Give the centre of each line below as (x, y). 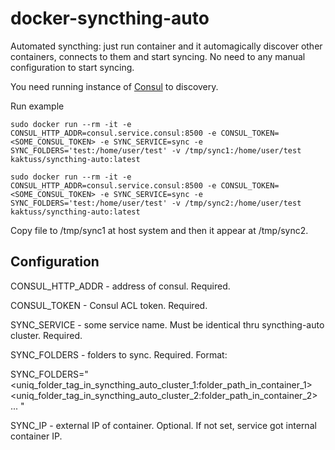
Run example (37, 106)
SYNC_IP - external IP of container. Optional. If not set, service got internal (163, 425)
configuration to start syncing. (72, 67)
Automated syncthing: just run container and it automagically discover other (166, 46)
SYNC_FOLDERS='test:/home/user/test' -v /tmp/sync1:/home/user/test (156, 150)
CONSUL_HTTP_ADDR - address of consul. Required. (120, 286)
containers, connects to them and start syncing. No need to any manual (158, 56)
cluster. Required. (46, 335)
